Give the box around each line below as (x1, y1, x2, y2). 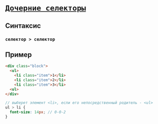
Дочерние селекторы (5, 3, 86, 13)
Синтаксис (5, 21, 41, 30)
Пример (5, 50, 32, 59)
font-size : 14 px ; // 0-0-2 (9, 110, 66, 115)
